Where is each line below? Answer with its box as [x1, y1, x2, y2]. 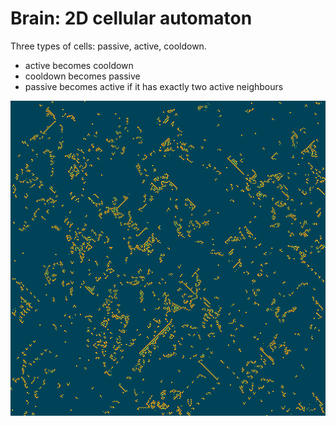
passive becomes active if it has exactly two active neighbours [24, 80, 284, 92]
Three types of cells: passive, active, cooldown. [10, 40, 207, 52]
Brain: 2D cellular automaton [10, 7, 253, 30]
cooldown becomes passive [24, 70, 141, 82]
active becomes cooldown [24, 59, 134, 71]
